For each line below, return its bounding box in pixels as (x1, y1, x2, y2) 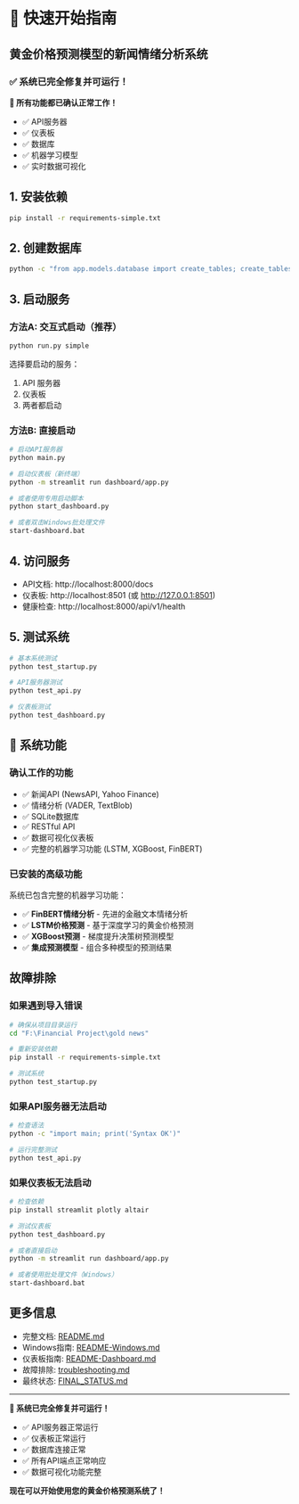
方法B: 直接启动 (9, 424, 76, 437)
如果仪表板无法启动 (9, 1176, 92, 1188)
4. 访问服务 (9, 554, 70, 569)
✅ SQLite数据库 (21, 810, 80, 821)
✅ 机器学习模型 (21, 149, 78, 160)
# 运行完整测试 (9, 1145, 58, 1155)
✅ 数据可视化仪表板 (21, 832, 94, 842)
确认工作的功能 (9, 767, 74, 779)
